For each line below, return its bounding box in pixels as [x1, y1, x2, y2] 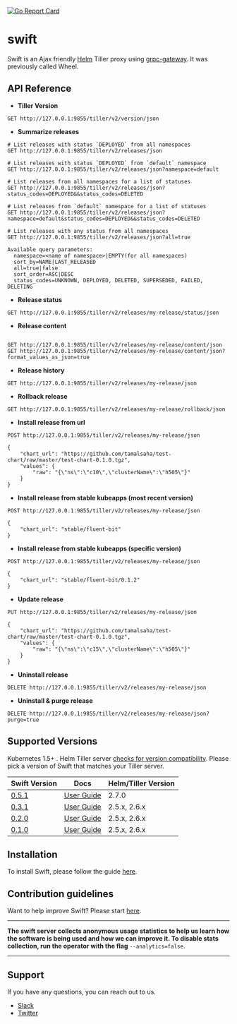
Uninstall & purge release [17, 696, 93, 705]
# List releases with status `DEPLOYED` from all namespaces [7, 141, 191, 148]
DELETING [7, 283, 33, 290]
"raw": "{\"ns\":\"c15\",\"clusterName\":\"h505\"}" [32, 646, 191, 653]
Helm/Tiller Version [108, 778, 175, 788]
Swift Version [11, 778, 58, 788]
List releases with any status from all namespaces [13, 227, 169, 234]
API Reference [7, 83, 72, 95]
